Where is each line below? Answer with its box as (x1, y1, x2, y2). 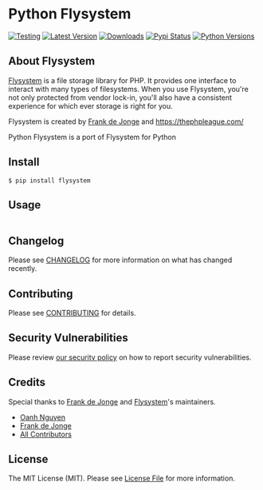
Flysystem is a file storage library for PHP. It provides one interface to (8, 75, 237, 85)
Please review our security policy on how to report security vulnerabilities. (8, 353, 252, 362)
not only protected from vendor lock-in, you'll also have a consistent (8, 93, 233, 102)
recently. (8, 264, 37, 273)
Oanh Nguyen (19, 412, 66, 422)
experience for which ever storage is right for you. (8, 101, 173, 110)
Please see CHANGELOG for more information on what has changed (8, 255, 233, 265)
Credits (8, 376, 46, 389)
